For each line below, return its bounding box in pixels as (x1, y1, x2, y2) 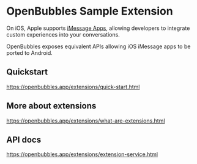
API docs (6, 134, 42, 144)
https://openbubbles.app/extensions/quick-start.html (6, 83, 140, 90)
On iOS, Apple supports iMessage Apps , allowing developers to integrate (6, 24, 190, 32)
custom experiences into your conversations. (6, 30, 121, 38)
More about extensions (6, 101, 97, 111)
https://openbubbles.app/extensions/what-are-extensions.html (6, 117, 165, 124)
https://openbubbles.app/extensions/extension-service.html (6, 151, 158, 158)
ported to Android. (6, 49, 53, 56)
